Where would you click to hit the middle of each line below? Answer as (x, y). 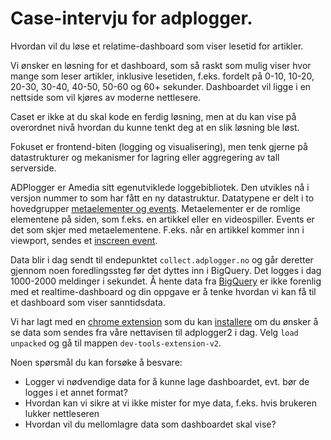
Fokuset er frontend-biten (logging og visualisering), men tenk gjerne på (159, 146)
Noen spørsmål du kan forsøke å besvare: (96, 362)
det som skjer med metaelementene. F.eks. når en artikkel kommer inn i (157, 229)
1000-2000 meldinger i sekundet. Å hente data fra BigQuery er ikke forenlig (166, 281)
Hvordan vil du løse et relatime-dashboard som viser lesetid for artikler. (157, 46)
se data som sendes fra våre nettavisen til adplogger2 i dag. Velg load (154, 332)
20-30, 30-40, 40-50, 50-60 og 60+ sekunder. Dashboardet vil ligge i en (161, 86)
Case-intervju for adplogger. (131, 18)
